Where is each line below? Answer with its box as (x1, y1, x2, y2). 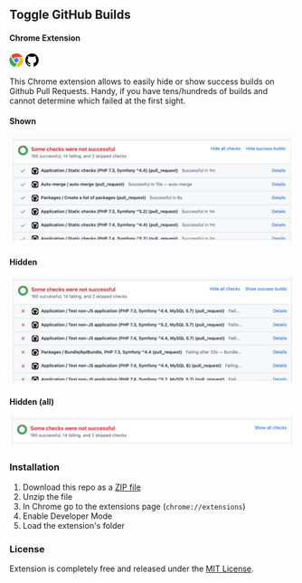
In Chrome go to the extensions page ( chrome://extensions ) (22, 501, 246, 511)
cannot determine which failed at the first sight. (9, 95, 186, 106)
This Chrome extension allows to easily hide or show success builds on (9, 76, 275, 87)
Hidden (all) (9, 396, 54, 406)
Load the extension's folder (22, 520, 125, 530)
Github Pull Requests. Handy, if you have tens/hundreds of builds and (9, 85, 269, 96)
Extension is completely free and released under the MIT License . (9, 563, 255, 574)
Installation (9, 461, 61, 473)
